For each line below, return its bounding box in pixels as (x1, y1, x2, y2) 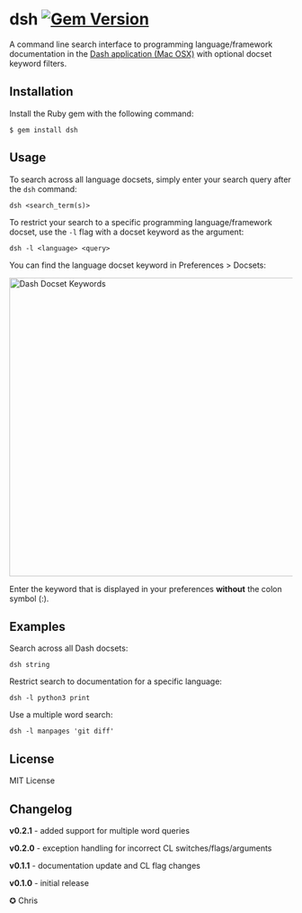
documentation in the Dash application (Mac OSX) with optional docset (9, 48, 272, 59)
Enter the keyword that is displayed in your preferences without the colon (9, 583, 283, 594)
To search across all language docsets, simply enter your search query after (9, 174, 292, 185)
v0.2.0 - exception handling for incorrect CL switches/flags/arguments (9, 843, 272, 854)
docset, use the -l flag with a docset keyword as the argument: (9, 226, 244, 237)
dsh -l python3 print (9, 694, 91, 703)
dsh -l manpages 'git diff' (9, 726, 115, 736)
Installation (9, 84, 74, 99)
